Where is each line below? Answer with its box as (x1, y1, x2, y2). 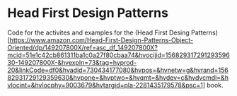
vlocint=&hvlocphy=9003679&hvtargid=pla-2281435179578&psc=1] (7, 80, 206, 89)
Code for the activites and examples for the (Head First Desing (7, 28, 190, 37)
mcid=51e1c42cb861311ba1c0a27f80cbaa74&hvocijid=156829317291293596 (7, 51, 230, 59)
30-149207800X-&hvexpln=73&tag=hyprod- (7, 58, 137, 66)
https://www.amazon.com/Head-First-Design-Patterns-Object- (9, 35, 194, 44)
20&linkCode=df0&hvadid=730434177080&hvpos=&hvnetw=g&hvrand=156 (7, 66, 229, 74)
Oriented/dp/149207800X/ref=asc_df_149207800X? (7, 43, 158, 52)
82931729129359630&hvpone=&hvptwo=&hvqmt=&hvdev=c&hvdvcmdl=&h (7, 73, 229, 82)
